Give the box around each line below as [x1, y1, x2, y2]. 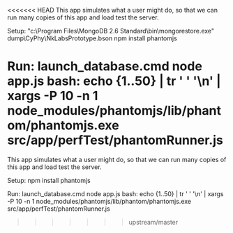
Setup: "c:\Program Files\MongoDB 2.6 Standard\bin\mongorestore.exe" [7, 27, 215, 35]
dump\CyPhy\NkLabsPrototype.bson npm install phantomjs [7, 34, 178, 42]
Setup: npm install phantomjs [7, 176, 91, 184]
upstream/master [128, 218, 179, 226]
